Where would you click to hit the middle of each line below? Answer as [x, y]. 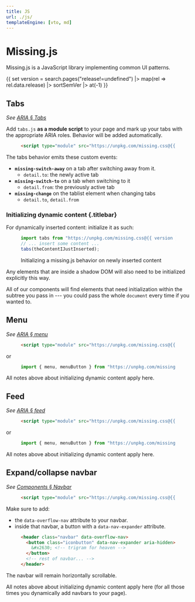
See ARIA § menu [27, 334]
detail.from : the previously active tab [69, 187]
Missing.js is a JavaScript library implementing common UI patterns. [88, 67]
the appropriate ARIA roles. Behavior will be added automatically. [84, 135]
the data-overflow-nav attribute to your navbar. [71, 520]
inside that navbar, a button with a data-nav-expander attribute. [90, 526]
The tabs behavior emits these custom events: [62, 157]
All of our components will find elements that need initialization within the [94, 289]
